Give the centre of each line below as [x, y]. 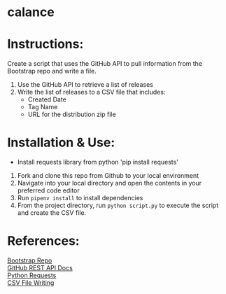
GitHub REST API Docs [40, 268]
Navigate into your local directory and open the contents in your [109, 183]
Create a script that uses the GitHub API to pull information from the [105, 64]
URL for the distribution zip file [72, 114]
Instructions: [45, 44]
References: [43, 241]
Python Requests [32, 275]
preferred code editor [48, 190]
